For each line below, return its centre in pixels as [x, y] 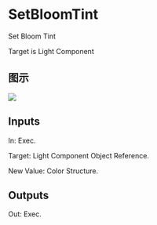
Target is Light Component [51, 51]
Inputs [24, 122]
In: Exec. [22, 140]
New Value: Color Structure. [53, 171]
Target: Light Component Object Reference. [78, 155]
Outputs [29, 195]
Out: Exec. [25, 214]
